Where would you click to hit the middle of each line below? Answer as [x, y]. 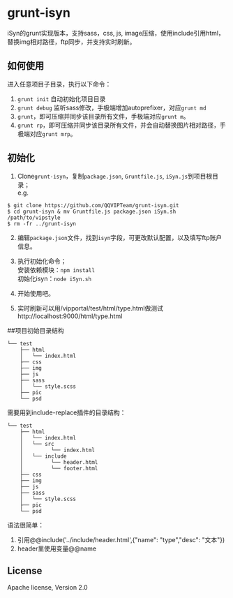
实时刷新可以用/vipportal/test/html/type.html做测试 [90, 308]
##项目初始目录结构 [36, 330]
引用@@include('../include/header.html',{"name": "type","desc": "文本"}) [121, 539]
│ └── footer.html [59, 468]
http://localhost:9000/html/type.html [70, 316]
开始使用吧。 [36, 293]
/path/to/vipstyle [34, 218]
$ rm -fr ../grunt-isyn [42, 224]
